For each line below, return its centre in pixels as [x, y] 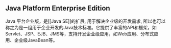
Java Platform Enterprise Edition [58, 8]
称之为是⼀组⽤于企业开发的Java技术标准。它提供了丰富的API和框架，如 [81, 27]
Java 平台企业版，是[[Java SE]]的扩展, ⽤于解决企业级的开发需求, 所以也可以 [86, 21]
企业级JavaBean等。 [36, 40]
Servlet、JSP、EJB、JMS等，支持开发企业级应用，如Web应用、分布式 [80, 34]
